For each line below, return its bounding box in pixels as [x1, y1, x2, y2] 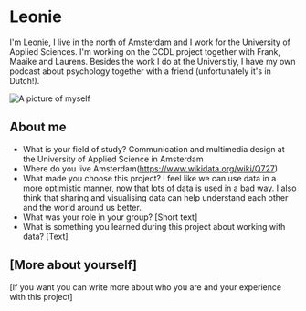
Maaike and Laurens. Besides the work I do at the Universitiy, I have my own [9, 56, 296, 67]
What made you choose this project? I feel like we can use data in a [22, 172, 277, 183]
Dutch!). [9, 75, 40, 86]
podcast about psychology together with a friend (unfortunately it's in [9, 66, 271, 77]
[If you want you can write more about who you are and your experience [9, 281, 281, 293]
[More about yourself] [9, 257, 137, 273]
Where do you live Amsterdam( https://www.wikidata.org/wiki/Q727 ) [22, 162, 279, 174]
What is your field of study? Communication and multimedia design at [22, 143, 285, 154]
